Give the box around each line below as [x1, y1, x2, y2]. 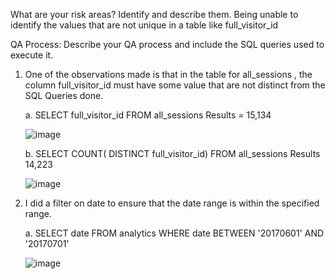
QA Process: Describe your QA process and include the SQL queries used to [10, 39, 325, 50]
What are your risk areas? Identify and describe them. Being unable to [10, 9, 299, 20]
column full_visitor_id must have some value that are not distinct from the [24, 79, 326, 91]
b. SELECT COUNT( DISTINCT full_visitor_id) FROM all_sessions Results [24, 148, 321, 159]
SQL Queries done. [24, 90, 104, 101]
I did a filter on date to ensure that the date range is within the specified [24, 197, 320, 209]
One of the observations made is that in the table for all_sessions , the [24, 69, 313, 80]
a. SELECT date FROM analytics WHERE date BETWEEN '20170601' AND [24, 227, 325, 239]
